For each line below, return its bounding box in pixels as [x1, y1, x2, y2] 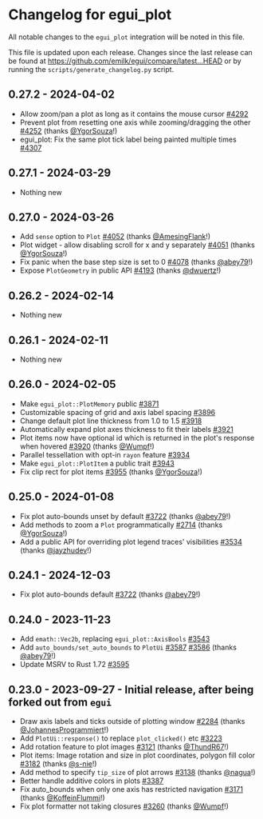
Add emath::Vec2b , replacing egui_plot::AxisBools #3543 [19, 634, 210, 644]
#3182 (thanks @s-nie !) [19, 759, 97, 769]
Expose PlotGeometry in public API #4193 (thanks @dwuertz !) [19, 266, 222, 275]
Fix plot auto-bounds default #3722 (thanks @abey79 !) [19, 589, 201, 599]
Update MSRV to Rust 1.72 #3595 [19, 660, 130, 669]
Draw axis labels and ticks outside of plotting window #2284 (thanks [19, 717, 245, 726]
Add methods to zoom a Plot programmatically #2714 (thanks [19, 520, 223, 529]
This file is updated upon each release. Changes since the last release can [8, 47, 253, 57]
